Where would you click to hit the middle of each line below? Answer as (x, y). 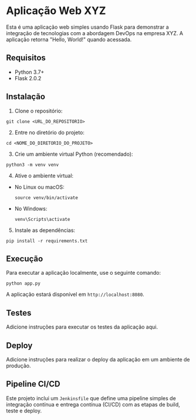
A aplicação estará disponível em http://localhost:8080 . (75, 295)
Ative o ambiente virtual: (44, 175)
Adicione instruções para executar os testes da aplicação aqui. (82, 327)
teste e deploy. (24, 411)
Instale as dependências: (45, 230)
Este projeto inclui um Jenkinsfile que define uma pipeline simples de (91, 398)
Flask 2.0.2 (28, 78)
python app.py (23, 284)
